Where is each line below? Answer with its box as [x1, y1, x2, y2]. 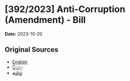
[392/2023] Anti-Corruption [5, 4, 125, 15]
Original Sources [5, 45, 58, 54]
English [12, 59, 28, 65]
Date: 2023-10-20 [5, 31, 43, 37]
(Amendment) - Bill [5, 14, 86, 26]
